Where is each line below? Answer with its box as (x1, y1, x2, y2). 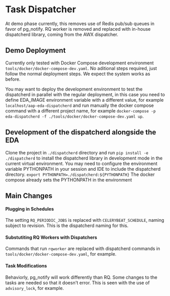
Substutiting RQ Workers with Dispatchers (5, 234, 98, 240)
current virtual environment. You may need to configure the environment (5, 160, 158, 167)
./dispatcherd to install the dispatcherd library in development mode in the (5, 155, 163, 161)
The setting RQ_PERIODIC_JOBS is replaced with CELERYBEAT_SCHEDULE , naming (5, 217, 164, 223)
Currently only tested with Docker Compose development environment (5, 60, 154, 66)
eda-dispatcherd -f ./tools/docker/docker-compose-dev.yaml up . (5, 113, 144, 119)
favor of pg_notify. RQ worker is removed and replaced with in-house (5, 26, 151, 32)
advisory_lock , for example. (5, 285, 64, 291)
